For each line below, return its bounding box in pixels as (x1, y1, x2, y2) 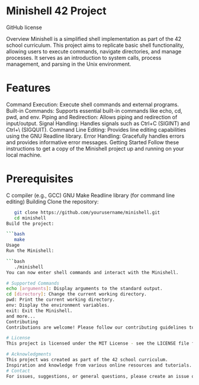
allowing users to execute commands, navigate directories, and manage (6, 47, 182, 55)
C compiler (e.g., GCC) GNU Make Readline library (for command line (6, 192, 175, 199)
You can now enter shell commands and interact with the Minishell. (6, 269, 179, 275)
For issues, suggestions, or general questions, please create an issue (6, 373, 190, 379)
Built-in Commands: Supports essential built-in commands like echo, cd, (6, 107, 182, 114)
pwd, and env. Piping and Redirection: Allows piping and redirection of (6, 113, 178, 120)
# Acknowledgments (6, 351, 52, 357)
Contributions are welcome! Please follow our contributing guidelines (6, 324, 187, 330)
